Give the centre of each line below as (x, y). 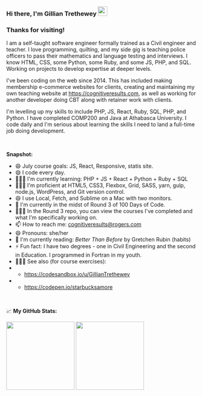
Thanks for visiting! (36, 30)
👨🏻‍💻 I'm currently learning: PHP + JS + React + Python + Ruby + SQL (102, 179)
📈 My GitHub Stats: (32, 311)
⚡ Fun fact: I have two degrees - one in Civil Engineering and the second (105, 246)
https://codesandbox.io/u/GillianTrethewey (77, 274)
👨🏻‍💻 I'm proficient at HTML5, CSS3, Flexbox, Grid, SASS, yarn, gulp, (100, 185)
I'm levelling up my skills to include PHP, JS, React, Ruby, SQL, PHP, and (96, 111)
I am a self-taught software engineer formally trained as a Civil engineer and (101, 43)
